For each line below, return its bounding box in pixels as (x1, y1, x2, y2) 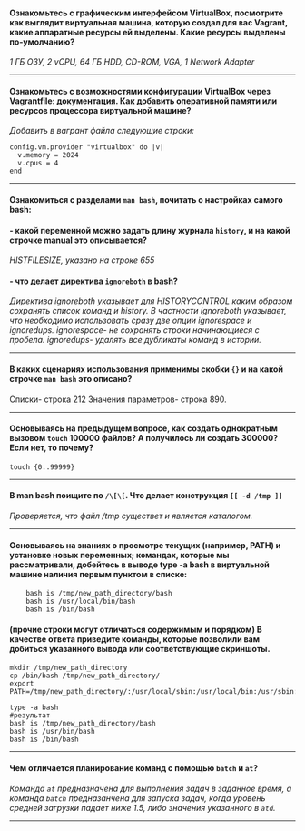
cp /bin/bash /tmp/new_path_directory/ (9, 671, 161, 681)
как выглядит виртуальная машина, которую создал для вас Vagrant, (9, 16, 288, 27)
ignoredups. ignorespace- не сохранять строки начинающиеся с (9, 325, 261, 335)
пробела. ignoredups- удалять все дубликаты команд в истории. (9, 335, 261, 345)
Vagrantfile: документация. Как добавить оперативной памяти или (9, 95, 278, 106)
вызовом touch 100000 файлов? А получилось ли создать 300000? (9, 433, 279, 444)
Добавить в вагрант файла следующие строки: (9, 125, 195, 136)
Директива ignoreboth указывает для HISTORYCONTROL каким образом (9, 295, 293, 306)
